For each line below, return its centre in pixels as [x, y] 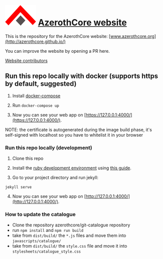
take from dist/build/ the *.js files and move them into [69, 236]
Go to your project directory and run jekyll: [55, 178]
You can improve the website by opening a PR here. [57, 51]
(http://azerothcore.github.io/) [35, 41]
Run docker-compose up [35, 105]
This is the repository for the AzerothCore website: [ [58, 36]
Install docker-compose [36, 96]
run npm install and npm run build [48, 230]
